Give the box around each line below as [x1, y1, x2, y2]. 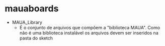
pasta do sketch [19, 35, 53, 41]
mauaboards [5, 3, 59, 14]
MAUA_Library [12, 19, 42, 25]
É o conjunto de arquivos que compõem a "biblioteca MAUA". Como [19, 24, 160, 30]
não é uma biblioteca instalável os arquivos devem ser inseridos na [19, 30, 159, 36]
